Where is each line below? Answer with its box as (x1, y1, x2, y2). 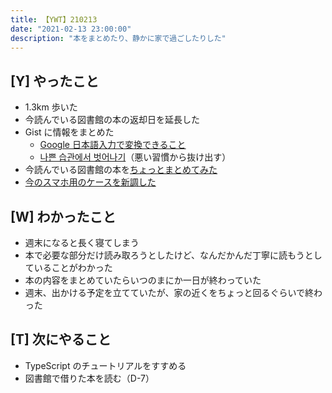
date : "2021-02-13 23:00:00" (10, 24, 132, 34)
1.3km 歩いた (24, 101, 78, 113)
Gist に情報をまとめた (24, 126, 115, 138)
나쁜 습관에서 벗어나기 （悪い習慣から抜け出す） (39, 151, 232, 163)
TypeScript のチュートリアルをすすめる (24, 359, 187, 371)
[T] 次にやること (10, 331, 112, 348)
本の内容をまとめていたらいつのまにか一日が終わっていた (24, 274, 262, 286)
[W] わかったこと (10, 208, 117, 225)
